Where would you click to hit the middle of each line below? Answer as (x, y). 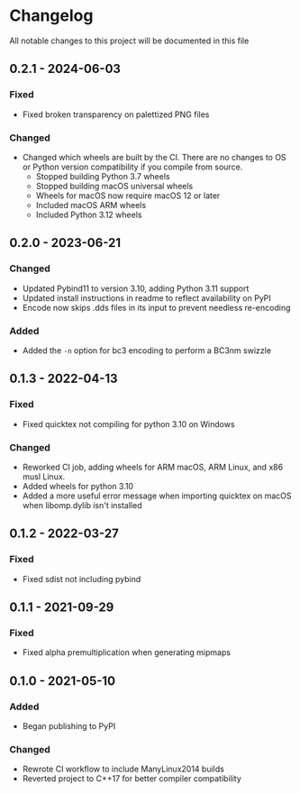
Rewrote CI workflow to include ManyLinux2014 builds (123, 769)
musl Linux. (44, 476)
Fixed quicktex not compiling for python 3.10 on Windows (129, 424)
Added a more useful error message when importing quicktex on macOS (157, 496)
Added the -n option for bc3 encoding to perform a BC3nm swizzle (147, 350)
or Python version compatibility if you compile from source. (132, 167)
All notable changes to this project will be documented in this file (129, 41)
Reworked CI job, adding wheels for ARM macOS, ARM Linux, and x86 (153, 467)
